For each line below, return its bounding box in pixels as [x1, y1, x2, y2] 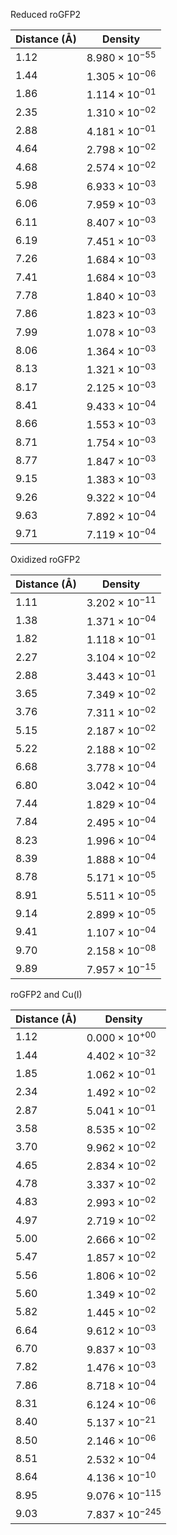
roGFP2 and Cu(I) [10, 988, 83, 1000]
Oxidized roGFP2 [10, 553, 81, 565]
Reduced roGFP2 [10, 9, 82, 20]
